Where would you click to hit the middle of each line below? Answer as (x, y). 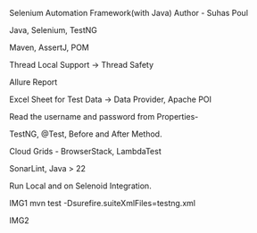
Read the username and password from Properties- (104, 116)
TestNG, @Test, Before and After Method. (86, 134)
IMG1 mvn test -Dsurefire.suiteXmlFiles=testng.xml (103, 203)
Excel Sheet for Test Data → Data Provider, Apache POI (111, 99)
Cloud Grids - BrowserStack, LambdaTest (86, 151)
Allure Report (33, 82)
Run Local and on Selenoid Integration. (80, 186)
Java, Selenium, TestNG (54, 30)
